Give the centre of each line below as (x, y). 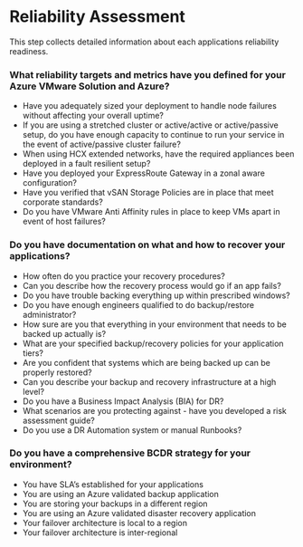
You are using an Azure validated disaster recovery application (139, 513)
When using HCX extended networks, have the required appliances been (158, 154)
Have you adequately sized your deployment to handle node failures (150, 106)
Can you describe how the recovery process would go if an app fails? (152, 285)
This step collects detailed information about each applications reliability (144, 42)
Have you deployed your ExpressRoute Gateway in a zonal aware (143, 173)
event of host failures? (64, 221)
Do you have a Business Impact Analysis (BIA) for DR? (123, 401)
